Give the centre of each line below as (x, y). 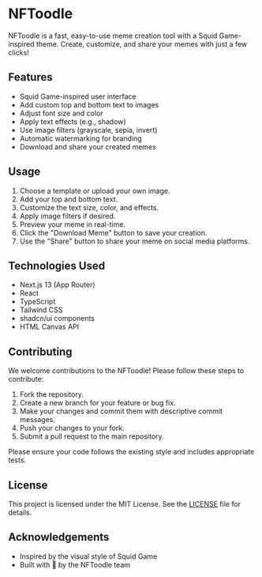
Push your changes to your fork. (72, 428)
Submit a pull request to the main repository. (92, 436)
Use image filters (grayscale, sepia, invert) (88, 130)
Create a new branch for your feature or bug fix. (97, 403)
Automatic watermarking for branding (80, 138)
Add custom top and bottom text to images (89, 104)
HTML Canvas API (49, 327)
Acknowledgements (59, 537)
